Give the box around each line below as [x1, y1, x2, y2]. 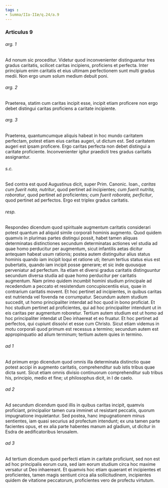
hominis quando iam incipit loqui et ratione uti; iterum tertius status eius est [5, 257, 160, 263]
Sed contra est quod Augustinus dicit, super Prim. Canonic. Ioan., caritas [5, 181, 156, 187]
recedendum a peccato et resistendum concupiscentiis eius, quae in [5, 283, 146, 289]
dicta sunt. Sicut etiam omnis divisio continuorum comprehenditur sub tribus [5, 369, 163, 376]
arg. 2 [5, 84, 18, 91]
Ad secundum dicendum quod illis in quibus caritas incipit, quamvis [5, 402, 144, 408]
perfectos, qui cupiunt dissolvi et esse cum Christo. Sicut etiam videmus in [5, 321, 159, 327]
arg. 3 [5, 117, 18, 123]
